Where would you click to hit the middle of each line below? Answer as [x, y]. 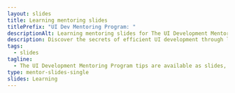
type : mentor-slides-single [48, 72]
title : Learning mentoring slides [58, 20]
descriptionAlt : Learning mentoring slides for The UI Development [108, 33]
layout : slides [29, 14]
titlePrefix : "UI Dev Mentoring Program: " [72, 27]
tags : [15, 46]
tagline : [20, 59]
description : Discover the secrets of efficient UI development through [115, 40]
